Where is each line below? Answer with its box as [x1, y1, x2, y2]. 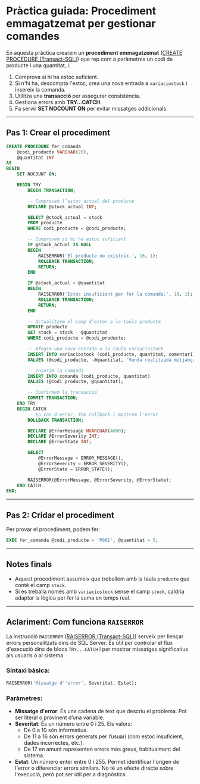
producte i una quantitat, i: [6, 61, 71, 69]
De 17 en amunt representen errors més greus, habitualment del [23, 745, 180, 753]
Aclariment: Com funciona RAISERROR [6, 617, 144, 627]
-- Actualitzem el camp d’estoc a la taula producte [27, 318, 161, 325]
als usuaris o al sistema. [6, 651, 65, 658]
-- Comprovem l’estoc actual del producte [27, 198, 135, 204]
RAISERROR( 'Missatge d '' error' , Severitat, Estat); [6, 680, 137, 686]
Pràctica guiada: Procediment [6, 4, 157, 18]
